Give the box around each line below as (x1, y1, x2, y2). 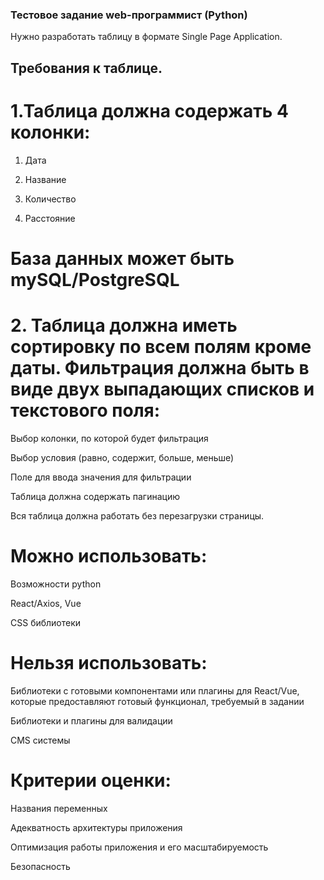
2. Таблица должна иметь (10, 314, 238, 337)
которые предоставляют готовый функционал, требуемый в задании (10, 695, 305, 707)
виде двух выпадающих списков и (10, 378, 315, 400)
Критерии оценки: (10, 769, 172, 792)
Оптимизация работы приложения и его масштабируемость (10, 841, 269, 853)
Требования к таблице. (10, 59, 163, 77)
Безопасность (10, 860, 71, 872)
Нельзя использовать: (10, 651, 208, 674)
